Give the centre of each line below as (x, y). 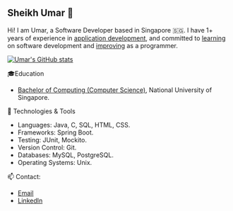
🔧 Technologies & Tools (41, 111)
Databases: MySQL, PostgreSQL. (66, 155)
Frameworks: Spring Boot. (55, 132)
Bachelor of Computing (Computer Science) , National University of (115, 90)
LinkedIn (30, 200)
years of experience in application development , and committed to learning (116, 38)
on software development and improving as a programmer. (93, 45)
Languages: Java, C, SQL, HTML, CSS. (74, 125)
